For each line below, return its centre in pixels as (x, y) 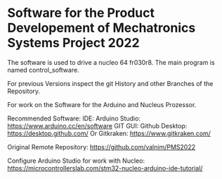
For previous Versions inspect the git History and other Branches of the (110, 83)
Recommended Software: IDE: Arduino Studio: (74, 118)
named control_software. (43, 70)
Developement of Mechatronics (102, 28)
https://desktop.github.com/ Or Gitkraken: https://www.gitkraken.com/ (109, 133)
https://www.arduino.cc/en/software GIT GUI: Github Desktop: (97, 125)
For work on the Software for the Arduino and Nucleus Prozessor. (102, 104)
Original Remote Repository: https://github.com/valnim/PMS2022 (101, 147)
